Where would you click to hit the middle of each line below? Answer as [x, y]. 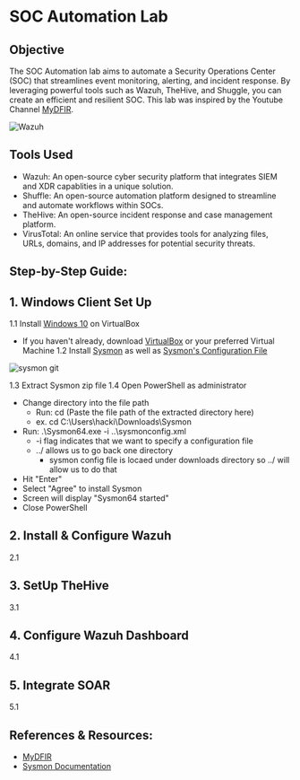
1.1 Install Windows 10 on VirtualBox [75, 324]
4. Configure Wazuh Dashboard [99, 636]
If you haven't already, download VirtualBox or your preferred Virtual [148, 341]
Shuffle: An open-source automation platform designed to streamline [149, 196]
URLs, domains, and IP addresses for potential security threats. [138, 243]
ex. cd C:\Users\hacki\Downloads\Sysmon [114, 422]
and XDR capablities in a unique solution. [98, 186]
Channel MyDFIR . [42, 109]
